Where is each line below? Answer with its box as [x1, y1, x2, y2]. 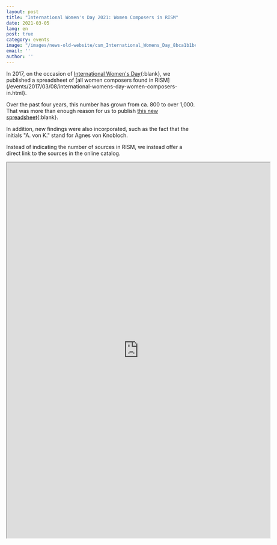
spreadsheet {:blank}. [6, 114, 59, 121]
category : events [6, 37, 50, 43]
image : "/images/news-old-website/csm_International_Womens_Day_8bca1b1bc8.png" [6, 43, 214, 49]
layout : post [6, 8, 39, 15]
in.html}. [6, 89, 27, 96]
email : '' [6, 48, 31, 54]
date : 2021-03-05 [6, 20, 50, 26]
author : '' [6, 53, 34, 59]
